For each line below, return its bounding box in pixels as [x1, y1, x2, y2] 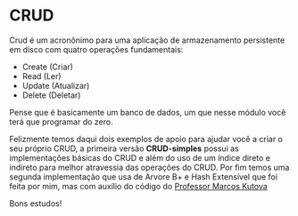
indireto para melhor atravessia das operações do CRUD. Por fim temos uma [9, 162, 290, 172]
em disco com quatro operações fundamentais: [9, 44, 184, 54]
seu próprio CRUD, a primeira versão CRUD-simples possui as [9, 143, 239, 154]
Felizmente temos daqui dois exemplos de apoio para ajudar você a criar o [9, 133, 283, 144]
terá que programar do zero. [9, 116, 113, 127]
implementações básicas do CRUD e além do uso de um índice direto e [9, 152, 270, 163]
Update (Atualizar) [21, 80, 90, 91]
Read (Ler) [21, 70, 62, 81]
